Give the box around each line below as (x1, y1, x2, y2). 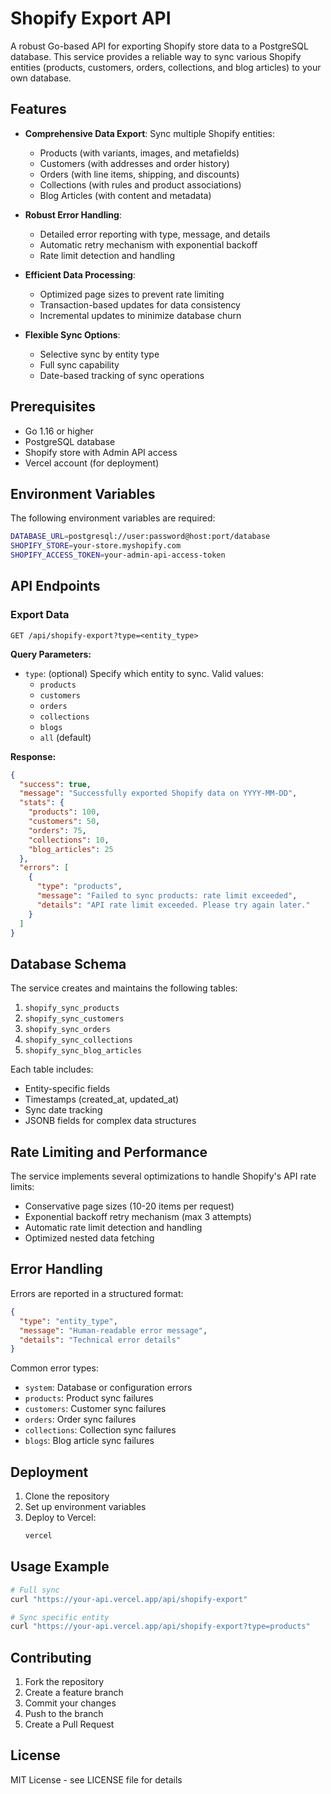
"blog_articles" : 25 (28, 844, 114, 854)
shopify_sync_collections (24, 1035, 133, 1046)
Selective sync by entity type (39, 348, 160, 360)
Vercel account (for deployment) (24, 457, 160, 469)
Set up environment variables (24, 1501, 147, 1513)
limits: (10, 1181, 35, 1193)
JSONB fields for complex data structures (24, 1115, 197, 1127)
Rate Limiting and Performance (10, 1143, 208, 1161)
